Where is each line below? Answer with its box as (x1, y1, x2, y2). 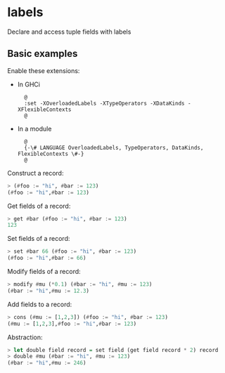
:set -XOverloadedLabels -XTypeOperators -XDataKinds (24, 100, 185, 107)
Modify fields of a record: (7, 268, 81, 275)
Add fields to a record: (7, 300, 72, 308)
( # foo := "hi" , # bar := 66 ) (7, 254, 86, 262)
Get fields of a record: (7, 202, 71, 210)
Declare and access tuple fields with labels (7, 27, 131, 36)
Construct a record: (7, 169, 64, 177)
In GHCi (17, 80, 41, 89)
